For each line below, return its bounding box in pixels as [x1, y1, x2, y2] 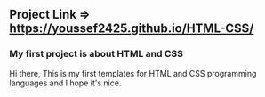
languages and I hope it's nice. [9, 77, 122, 88]
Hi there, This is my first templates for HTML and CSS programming [9, 68, 257, 78]
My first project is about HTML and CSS [9, 48, 184, 61]
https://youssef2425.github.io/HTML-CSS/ [9, 21, 254, 36]
